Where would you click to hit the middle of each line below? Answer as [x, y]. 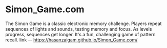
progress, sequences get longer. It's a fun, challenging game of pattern [80, 34]
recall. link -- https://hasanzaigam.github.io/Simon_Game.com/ [71, 40]
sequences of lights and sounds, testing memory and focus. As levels [79, 29]
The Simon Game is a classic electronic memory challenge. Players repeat [83, 23]
